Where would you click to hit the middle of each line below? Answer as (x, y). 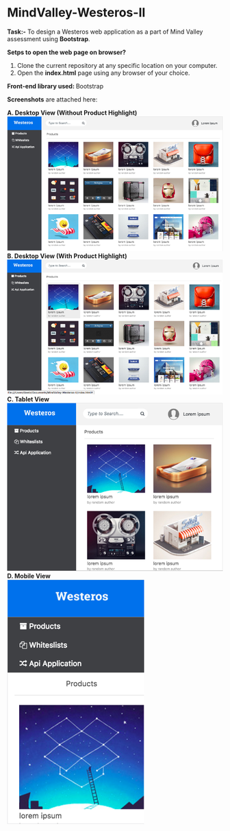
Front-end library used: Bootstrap (55, 86)
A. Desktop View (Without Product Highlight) (72, 113)
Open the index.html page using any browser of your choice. (103, 73)
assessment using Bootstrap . (49, 38)
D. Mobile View (29, 576)
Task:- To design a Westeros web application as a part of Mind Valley (105, 32)
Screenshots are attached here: (52, 99)
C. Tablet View (28, 399)
